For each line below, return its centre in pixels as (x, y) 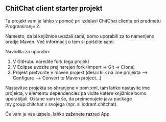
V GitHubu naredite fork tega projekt (51, 62)
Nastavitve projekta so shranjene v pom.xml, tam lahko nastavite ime (78, 88)
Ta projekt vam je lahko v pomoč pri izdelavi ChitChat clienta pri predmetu (83, 21)
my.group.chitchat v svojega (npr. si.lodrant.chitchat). (62, 104)
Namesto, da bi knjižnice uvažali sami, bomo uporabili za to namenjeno (80, 36)
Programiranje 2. (23, 26)
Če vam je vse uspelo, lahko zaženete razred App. (58, 114)
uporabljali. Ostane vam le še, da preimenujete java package (69, 98)
